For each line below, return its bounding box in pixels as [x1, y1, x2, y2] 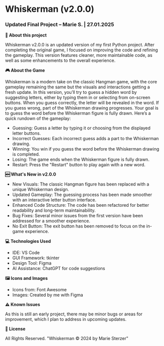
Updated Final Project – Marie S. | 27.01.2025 [5, 21, 114, 28]
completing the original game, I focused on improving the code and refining [5, 47, 159, 53]
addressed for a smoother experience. [12, 218, 90, 224]
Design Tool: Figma [12, 260, 52, 266]
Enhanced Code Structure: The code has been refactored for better [12, 202, 149, 208]
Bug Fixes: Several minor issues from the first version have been [12, 213, 143, 219]
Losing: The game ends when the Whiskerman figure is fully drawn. [12, 156, 150, 162]
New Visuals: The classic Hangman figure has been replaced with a [12, 181, 149, 187]
